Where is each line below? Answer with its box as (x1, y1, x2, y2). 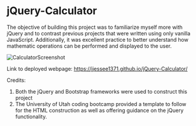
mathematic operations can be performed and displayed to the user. (6, 42, 172, 49)
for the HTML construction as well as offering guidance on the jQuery (15, 107, 184, 114)
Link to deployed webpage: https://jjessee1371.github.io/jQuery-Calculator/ (6, 65, 188, 72)
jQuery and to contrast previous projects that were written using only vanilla (6, 29, 191, 37)
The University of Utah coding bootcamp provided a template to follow (15, 100, 187, 107)
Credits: (6, 77, 26, 84)
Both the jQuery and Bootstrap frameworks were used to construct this (15, 88, 188, 95)
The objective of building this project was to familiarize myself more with (6, 24, 183, 31)
